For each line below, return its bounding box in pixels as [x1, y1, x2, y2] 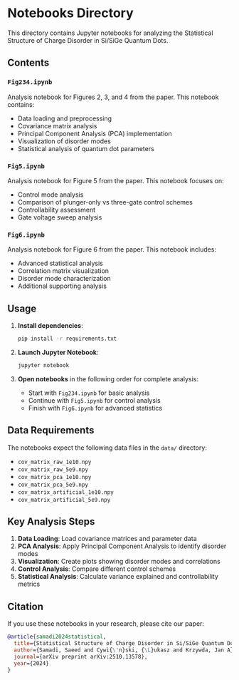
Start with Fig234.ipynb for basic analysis [28, 388, 150, 397]
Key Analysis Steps [7, 515, 95, 527]
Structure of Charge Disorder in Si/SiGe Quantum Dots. [7, 36, 169, 44]
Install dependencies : [17, 321, 83, 330]
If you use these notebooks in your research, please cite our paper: [7, 619, 205, 628]
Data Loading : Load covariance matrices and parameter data [17, 535, 197, 543]
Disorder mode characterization [17, 274, 112, 283]
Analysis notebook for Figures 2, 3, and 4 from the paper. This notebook [7, 93, 219, 101]
